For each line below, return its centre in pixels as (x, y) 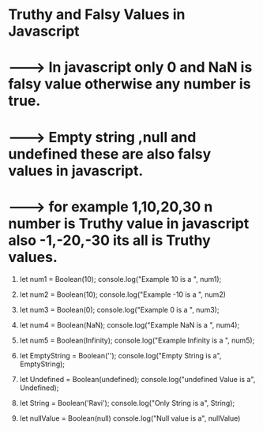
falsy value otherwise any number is (130, 84)
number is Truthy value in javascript (129, 223)
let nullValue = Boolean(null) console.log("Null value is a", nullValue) (130, 418)
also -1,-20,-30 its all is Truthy (109, 240)
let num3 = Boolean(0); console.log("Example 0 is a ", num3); (119, 309)
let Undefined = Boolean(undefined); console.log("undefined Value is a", (137, 379)
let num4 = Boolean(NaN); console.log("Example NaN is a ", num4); (130, 324)
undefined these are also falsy (110, 154)
